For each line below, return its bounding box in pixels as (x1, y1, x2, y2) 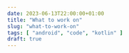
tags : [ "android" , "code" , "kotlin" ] (7, 29, 123, 36)
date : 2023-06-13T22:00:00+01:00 (7, 10, 105, 17)
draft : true (7, 36, 42, 43)
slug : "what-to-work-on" (7, 23, 79, 30)
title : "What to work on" (7, 17, 82, 23)
